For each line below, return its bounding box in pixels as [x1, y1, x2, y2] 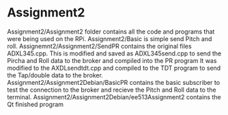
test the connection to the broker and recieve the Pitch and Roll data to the [7, 86, 216, 94]
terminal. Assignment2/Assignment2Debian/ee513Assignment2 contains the [7, 92, 221, 101]
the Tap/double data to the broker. [7, 71, 104, 79]
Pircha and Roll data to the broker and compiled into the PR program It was [7, 56, 217, 64]
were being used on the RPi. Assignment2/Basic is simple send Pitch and [7, 34, 212, 42]
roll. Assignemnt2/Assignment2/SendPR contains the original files [7, 42, 193, 50]
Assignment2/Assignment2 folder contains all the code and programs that [7, 27, 215, 36]
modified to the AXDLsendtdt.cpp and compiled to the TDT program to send [7, 64, 221, 72]
